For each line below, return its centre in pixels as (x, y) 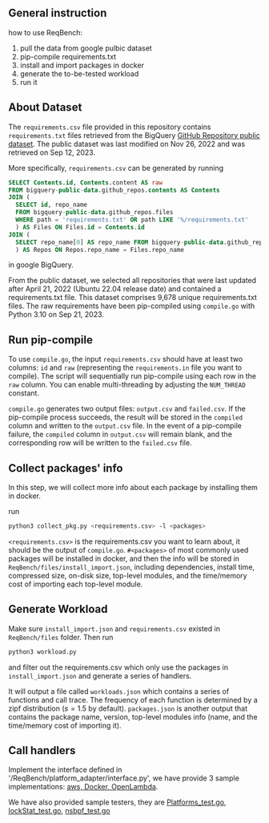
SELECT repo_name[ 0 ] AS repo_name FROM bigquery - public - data (120, 242)
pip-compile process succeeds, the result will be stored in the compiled (125, 417)
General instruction (58, 13)
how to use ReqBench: (45, 32)
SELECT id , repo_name (52, 205)
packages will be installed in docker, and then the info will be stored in (124, 558)
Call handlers (42, 750)
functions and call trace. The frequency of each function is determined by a (133, 699)
